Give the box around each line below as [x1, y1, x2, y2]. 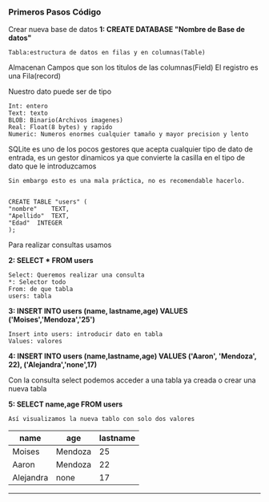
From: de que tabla [8, 285, 74, 294]
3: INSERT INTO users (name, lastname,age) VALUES [8, 306, 188, 316]
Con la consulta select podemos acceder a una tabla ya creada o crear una [8, 375, 256, 385]
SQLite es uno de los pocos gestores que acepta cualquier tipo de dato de [8, 144, 254, 154]
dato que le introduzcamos [8, 161, 97, 171]
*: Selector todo [8, 278, 66, 286]
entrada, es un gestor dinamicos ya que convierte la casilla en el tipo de [8, 153, 246, 163]
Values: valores [8, 338, 62, 346]
